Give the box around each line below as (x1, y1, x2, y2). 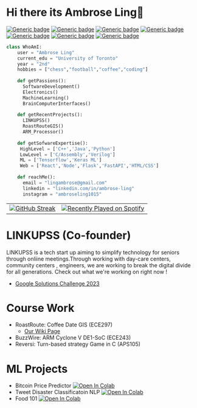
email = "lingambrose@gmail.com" (22, 180, 108, 186)
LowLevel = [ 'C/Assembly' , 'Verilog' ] (19, 152, 116, 158)
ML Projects (6, 362, 68, 376)
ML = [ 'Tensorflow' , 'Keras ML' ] (19, 157, 102, 163)
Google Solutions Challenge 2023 (15, 280, 100, 287)
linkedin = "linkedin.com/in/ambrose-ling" (22, 185, 135, 191)
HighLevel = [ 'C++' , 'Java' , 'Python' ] (19, 146, 116, 152)
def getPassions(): (17, 78, 67, 84)
